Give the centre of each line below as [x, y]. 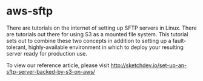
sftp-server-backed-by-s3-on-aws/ [51, 71]
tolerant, [17, 47]
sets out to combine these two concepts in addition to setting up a [89, 40]
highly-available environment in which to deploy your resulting [106, 47]
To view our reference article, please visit [58, 65]
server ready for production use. [47, 53]
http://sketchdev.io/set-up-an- [148, 65]
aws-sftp [30, 11]
